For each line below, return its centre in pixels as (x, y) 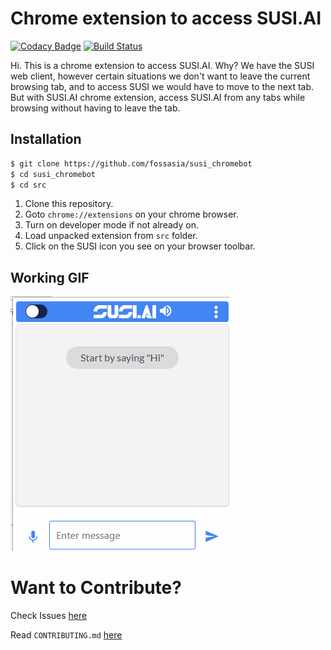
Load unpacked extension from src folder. (111, 236)
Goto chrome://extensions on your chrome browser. (131, 214)
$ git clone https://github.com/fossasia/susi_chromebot (131, 163)
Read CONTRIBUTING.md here (66, 635)
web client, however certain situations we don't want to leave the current (160, 76)
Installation (46, 139)
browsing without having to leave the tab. (95, 108)
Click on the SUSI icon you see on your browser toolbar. (140, 246)
